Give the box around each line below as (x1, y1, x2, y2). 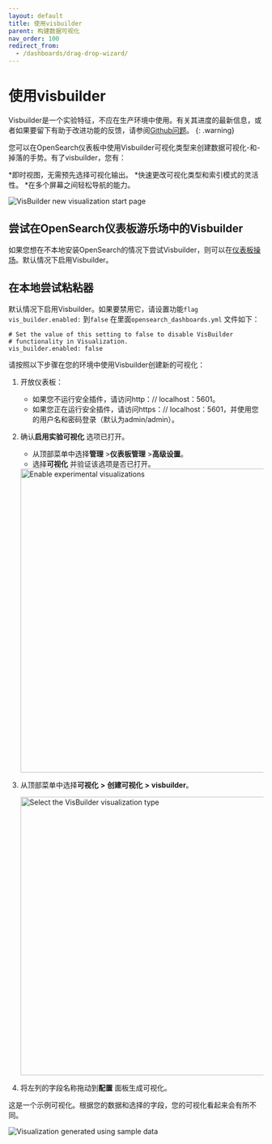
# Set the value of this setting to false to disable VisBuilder (8, 330, 233, 339)
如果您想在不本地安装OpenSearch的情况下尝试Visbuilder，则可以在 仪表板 (8, 245, 254, 254)
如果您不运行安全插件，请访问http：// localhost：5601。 (32, 394, 220, 403)
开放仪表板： (19, 377, 63, 386)
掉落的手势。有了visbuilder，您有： (8, 152, 127, 162)
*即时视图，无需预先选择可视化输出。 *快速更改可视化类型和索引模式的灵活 (8, 169, 259, 179)
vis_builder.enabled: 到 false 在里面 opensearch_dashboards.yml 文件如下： (8, 314, 260, 324)
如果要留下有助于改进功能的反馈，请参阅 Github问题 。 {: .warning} (15, 125, 235, 134)
